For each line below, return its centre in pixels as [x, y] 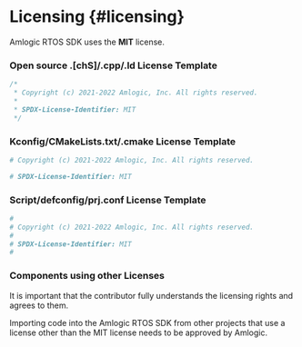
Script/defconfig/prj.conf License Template [108, 200]
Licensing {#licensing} [97, 17]
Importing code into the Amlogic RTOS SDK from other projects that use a [147, 322]
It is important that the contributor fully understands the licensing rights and [151, 295]
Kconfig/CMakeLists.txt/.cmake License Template [123, 141]
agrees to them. [39, 305]
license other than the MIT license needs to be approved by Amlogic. [139, 332]
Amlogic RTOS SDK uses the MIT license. [87, 42]
